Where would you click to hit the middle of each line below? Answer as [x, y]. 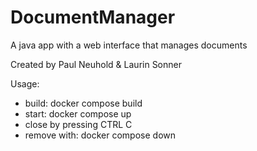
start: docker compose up [78, 113]
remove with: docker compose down [100, 135]
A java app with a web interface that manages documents [129, 45]
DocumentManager [93, 17]
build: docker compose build [83, 103]
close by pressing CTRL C [78, 124]
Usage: [25, 83]
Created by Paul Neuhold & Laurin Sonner [96, 64]
